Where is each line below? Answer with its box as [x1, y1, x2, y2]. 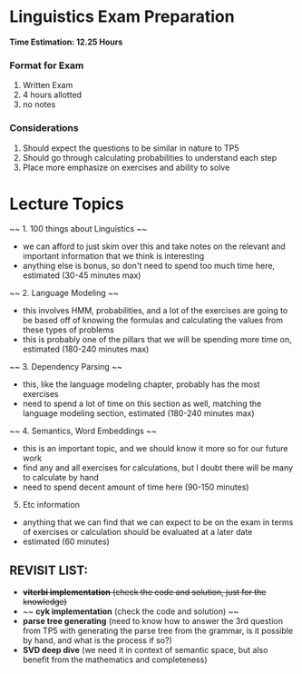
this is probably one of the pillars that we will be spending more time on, [22, 334, 292, 345]
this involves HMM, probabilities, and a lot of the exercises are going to [22, 305, 288, 316]
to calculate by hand [22, 472, 100, 483]
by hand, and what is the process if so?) [22, 635, 172, 646]
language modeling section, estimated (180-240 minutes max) [22, 408, 256, 419]
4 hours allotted [22, 89, 83, 101]
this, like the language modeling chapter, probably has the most [22, 379, 260, 390]
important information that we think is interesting [22, 251, 205, 262]
